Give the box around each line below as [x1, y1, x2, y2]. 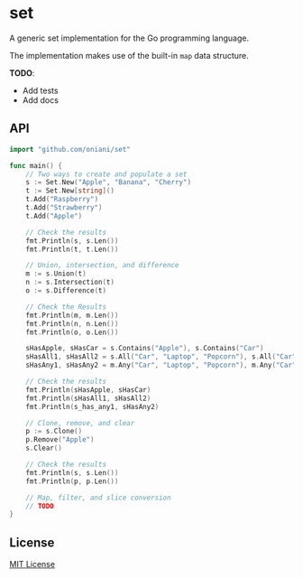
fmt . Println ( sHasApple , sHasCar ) [25, 385, 151, 395]
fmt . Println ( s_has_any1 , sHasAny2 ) [25, 402, 160, 411]
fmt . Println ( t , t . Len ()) [25, 245, 119, 254]
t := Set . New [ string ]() [25, 186, 115, 196]
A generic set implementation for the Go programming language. [9, 33, 250, 43]
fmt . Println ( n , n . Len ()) [25, 319, 119, 328]
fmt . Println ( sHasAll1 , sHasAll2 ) [25, 394, 151, 403]
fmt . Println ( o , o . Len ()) [25, 328, 119, 337]
